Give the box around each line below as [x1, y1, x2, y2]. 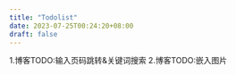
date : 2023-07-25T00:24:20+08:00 [9, 21, 134, 30]
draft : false [9, 29, 58, 38]
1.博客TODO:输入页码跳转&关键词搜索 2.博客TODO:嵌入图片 [9, 55, 228, 66]
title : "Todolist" [9, 12, 78, 22]
